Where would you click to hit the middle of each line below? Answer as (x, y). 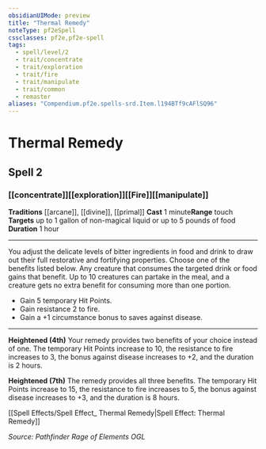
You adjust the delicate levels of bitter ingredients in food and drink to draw (131, 251)
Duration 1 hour (34, 229)
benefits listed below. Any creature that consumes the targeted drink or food (133, 268)
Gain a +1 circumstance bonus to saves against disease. (111, 317)
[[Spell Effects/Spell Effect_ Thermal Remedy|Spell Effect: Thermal (117, 413)
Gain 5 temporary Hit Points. (66, 301)
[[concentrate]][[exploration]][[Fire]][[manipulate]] (108, 195)
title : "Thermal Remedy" (49, 23)
